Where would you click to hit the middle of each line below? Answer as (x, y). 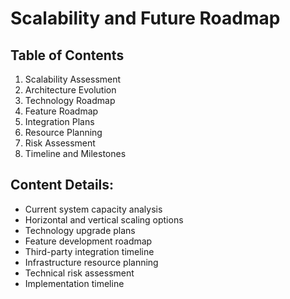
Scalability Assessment (73, 79)
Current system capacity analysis (93, 209)
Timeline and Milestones (75, 153)
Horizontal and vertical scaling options (104, 219)
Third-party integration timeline (89, 251)
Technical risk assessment (79, 273)
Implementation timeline (74, 283)
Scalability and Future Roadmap (145, 18)
